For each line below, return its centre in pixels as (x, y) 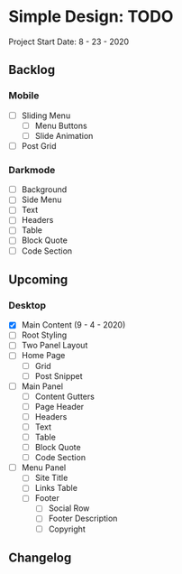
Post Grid (39, 145)
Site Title (51, 478)
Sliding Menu (46, 116)
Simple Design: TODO (91, 17)
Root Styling (44, 335)
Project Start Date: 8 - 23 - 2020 (69, 42)
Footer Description (83, 518)
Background (44, 190)
